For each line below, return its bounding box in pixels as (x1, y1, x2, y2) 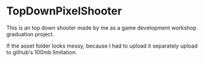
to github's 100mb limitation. (6, 48, 77, 55)
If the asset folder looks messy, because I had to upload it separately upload (6, 42, 198, 49)
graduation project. (6, 30, 55, 37)
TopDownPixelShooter (6, 4, 122, 18)
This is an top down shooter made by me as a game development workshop (6, 24, 197, 31)
